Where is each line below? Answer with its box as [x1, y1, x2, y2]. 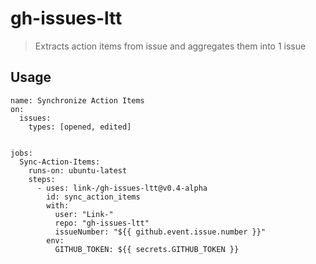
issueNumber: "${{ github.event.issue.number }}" [54, 227, 267, 237]
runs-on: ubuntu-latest [28, 165, 128, 176]
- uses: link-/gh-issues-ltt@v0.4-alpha [36, 183, 208, 193]
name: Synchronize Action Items [10, 95, 145, 106]
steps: [28, 174, 56, 184]
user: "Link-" [54, 209, 114, 219]
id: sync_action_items [46, 192, 141, 202]
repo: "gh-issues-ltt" [54, 218, 150, 228]
